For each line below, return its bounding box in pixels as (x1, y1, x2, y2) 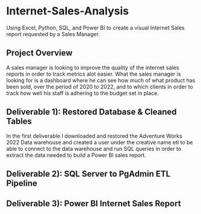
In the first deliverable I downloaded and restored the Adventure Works (6, 132, 182, 139)
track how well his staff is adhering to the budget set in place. (6, 89, 159, 97)
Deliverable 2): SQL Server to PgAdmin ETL (6, 168, 171, 179)
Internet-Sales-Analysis (6, 4, 129, 18)
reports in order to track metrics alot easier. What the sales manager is (6, 70, 181, 78)
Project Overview (6, 48, 73, 58)
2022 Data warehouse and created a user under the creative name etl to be (6, 138, 193, 145)
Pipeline (6, 178, 38, 188)
